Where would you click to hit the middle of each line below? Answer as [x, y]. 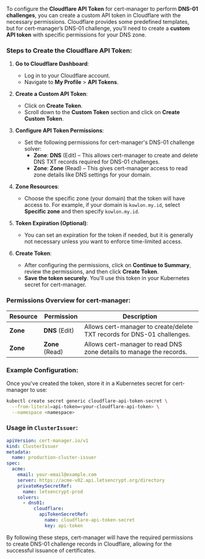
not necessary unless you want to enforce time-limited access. [103, 242]
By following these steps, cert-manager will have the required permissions [100, 537]
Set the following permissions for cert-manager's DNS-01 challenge [110, 142]
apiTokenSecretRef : [63, 514]
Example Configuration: [42, 370]
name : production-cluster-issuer [54, 458]
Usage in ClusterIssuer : [42, 428]
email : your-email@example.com [57, 475]
